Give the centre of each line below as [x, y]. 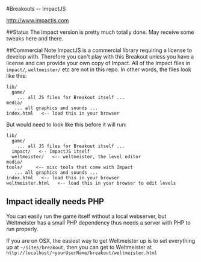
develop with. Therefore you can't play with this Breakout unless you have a [100, 56]
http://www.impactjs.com [38, 20]
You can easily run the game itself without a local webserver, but [86, 216]
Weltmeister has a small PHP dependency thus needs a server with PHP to [98, 222]
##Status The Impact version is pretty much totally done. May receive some [100, 32]
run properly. [22, 229]
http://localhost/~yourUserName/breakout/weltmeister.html [82, 253]
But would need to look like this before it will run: [66, 124]
